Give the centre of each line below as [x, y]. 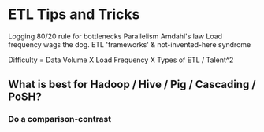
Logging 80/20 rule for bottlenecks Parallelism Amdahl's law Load [115, 36]
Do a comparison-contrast [60, 119]
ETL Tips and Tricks [74, 15]
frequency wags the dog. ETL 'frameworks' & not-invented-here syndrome [130, 44]
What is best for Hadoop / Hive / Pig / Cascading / [132, 84]
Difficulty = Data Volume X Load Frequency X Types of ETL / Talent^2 [121, 60]
